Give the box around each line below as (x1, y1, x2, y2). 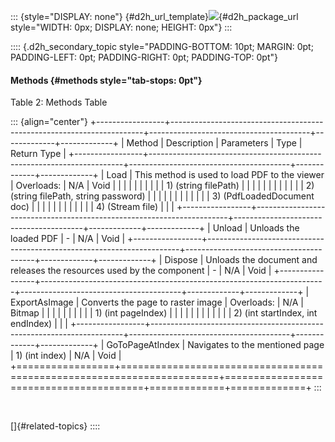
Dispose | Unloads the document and (164, 254, 318, 266)
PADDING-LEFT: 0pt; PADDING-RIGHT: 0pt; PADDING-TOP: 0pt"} (10, 51, 278, 63)
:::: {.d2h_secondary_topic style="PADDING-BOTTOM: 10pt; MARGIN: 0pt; (10, 41, 314, 52)
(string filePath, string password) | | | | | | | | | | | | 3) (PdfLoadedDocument (10, 190, 315, 202)
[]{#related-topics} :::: (10, 420, 101, 432)
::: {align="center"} (10, 116, 88, 128)
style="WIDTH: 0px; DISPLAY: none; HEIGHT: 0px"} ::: (10, 21, 233, 33)
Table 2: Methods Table (10, 96, 108, 109)
